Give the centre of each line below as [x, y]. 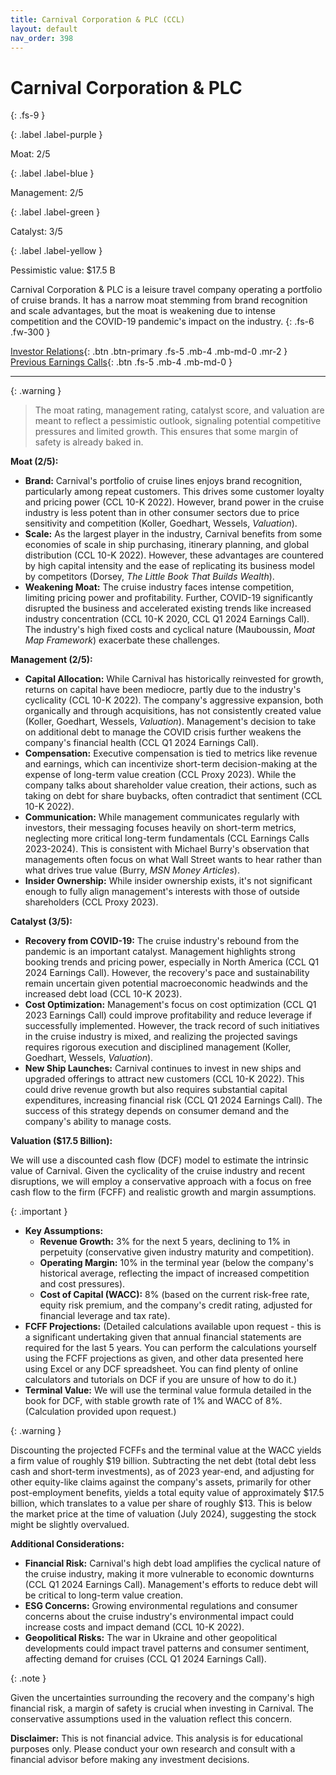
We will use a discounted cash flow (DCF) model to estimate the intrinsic [159, 1160]
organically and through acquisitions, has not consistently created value [173, 711]
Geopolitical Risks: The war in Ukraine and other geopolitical [151, 1638]
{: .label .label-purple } [56, 135]
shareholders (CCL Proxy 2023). [91, 902]
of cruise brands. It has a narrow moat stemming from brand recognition [159, 300]
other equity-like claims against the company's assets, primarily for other [161, 1482]
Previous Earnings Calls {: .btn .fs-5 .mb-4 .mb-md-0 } [121, 362]
